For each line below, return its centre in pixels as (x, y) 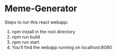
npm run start (26, 42)
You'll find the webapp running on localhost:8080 (62, 47)
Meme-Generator (41, 9)
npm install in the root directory (44, 31)
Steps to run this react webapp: (36, 22)
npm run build (26, 37)
